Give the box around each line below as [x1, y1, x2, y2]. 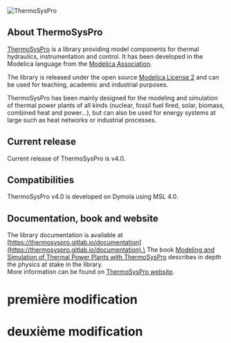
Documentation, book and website [7, 212, 159, 224]
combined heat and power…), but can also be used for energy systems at [7, 108, 216, 117]
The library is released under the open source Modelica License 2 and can [7, 73, 219, 81]
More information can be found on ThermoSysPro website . [7, 268, 175, 276]
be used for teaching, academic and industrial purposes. [7, 80, 169, 89]
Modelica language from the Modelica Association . [7, 59, 152, 68]
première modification [7, 292, 138, 308]
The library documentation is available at [7, 231, 123, 239]
